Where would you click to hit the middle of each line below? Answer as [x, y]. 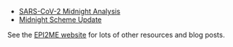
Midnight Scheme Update [60, 20]
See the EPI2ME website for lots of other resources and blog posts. [116, 35]
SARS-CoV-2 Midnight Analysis [70, 11]
